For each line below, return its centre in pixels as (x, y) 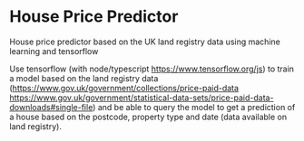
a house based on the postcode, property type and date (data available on (148, 117)
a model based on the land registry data (84, 78)
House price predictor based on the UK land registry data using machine (145, 42)
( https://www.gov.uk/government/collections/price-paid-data (124, 88)
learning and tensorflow (54, 51)
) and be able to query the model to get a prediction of (194, 107)
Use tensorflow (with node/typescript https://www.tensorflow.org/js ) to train (152, 69)
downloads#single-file (51, 107)
